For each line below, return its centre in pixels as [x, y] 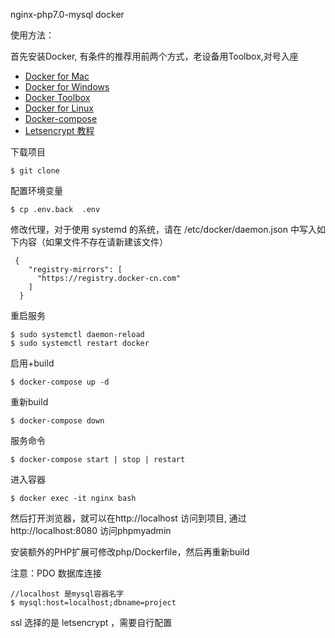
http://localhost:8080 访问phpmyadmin [91, 530]
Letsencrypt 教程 [59, 130]
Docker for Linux [59, 108]
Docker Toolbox [57, 97]
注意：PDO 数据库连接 [56, 573]
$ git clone [35, 171]
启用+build [32, 363]
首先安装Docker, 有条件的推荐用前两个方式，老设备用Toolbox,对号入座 [154, 56]
